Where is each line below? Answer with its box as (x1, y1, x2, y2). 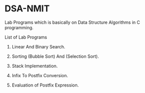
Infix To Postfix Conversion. (11, 72, 68, 78)
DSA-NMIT (4, 3, 50, 14)
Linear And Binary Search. (11, 44, 65, 49)
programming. (4, 24, 34, 30)
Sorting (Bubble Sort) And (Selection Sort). (11, 53, 99, 59)
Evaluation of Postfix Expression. (11, 82, 79, 88)
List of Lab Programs (4, 34, 48, 40)
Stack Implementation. (11, 63, 58, 69)
